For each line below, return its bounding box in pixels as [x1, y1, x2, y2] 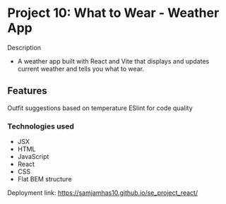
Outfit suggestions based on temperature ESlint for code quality [7, 104, 193, 112]
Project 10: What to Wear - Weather [7, 5, 220, 21]
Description [7, 43, 41, 52]
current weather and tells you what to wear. [17, 64, 145, 73]
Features [7, 85, 47, 97]
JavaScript [17, 152, 49, 161]
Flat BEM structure [17, 175, 72, 184]
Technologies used [7, 121, 74, 131]
